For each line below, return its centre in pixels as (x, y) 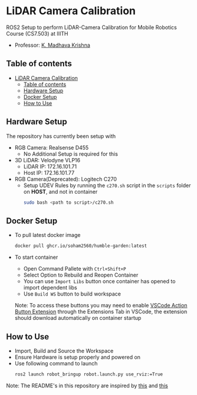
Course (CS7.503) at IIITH (37, 33)
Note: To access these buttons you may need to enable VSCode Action (101, 306)
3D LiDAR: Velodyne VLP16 (47, 160)
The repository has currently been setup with (61, 136)
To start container (36, 257)
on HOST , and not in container (60, 191)
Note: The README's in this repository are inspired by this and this (87, 386)
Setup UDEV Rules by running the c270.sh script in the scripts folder (107, 185)
